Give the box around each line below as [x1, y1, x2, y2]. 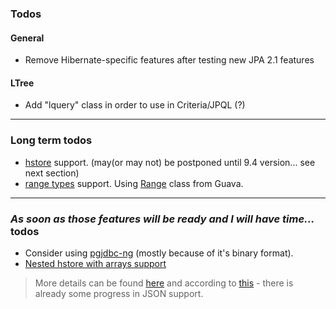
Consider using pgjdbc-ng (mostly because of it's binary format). [24, 247, 294, 259]
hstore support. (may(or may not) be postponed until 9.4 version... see [24, 156, 316, 168]
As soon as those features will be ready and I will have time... [10, 212, 315, 226]
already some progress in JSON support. [34, 287, 204, 299]
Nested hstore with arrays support [24, 257, 167, 269]
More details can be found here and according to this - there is [34, 277, 294, 289]
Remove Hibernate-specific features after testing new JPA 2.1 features [24, 54, 315, 66]
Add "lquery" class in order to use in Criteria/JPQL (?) [24, 99, 246, 111]
